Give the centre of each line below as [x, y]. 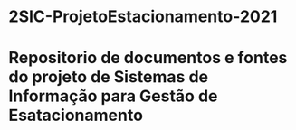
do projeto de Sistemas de [109, 77]
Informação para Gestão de [113, 96]
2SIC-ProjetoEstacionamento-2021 [143, 17]
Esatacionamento [76, 116]
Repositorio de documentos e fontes [148, 58]
